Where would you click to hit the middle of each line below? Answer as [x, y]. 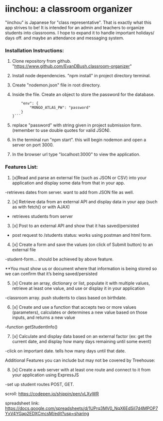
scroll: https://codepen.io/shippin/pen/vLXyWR [52, 394]
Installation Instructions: [35, 51]
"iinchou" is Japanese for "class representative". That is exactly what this [78, 22]
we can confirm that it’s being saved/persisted [51, 274]
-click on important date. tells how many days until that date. [65, 351]
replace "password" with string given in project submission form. [77, 125]
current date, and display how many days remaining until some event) [81, 341]
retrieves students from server [42, 216]
